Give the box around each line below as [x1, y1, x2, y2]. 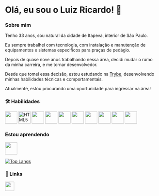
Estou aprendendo [5, 131, 49, 138]
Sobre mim [5, 22, 32, 29]
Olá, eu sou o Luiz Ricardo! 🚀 [5, 4, 122, 16]
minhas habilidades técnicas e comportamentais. [5, 76, 103, 82]
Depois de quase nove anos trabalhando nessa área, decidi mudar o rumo [5, 57, 153, 63]
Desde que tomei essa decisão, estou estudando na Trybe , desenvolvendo [5, 71, 155, 77]
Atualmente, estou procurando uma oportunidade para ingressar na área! [5, 86, 151, 92]
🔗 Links [5, 171, 23, 177]
